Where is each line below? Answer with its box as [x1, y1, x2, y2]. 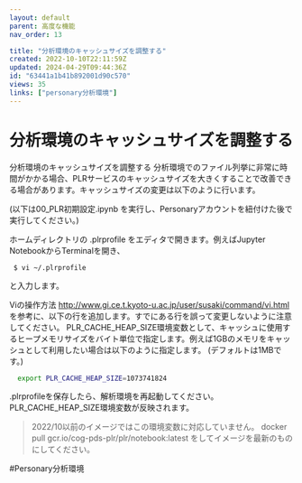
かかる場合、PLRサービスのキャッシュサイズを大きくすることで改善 [24, 172, 277, 183]
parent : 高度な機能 [9, 22, 76, 31]
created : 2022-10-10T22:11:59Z [9, 55, 127, 64]
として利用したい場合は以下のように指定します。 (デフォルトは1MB [24, 344, 274, 355]
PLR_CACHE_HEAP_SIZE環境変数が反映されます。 [9, 403, 195, 413]
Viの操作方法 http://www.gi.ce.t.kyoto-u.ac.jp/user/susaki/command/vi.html [9, 299, 290, 310]
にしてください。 [31, 444, 95, 455]
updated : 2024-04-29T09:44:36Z [9, 63, 127, 72]
